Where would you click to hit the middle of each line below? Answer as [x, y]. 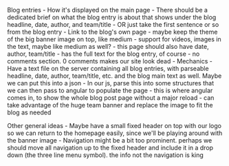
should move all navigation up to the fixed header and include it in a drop [110, 148]
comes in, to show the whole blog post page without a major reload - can [111, 98]
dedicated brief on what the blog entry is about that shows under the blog [112, 17]
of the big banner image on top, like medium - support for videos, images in [114, 39]
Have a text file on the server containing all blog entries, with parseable [108, 69]
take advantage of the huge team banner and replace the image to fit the [110, 105]
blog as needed [29, 112]
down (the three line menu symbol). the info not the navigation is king [106, 155]
